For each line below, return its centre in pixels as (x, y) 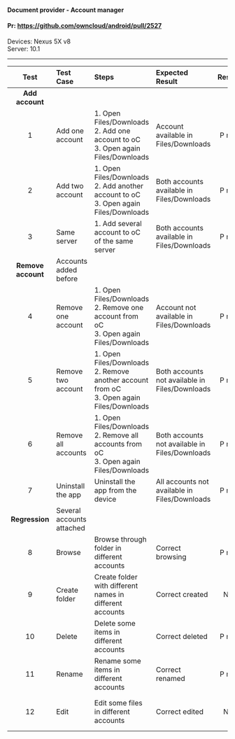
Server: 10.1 (24, 48)
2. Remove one (119, 307)
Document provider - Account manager (66, 10)
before (67, 279)
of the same (114, 241)
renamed (170, 678)
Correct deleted (181, 636)
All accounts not (182, 481)
